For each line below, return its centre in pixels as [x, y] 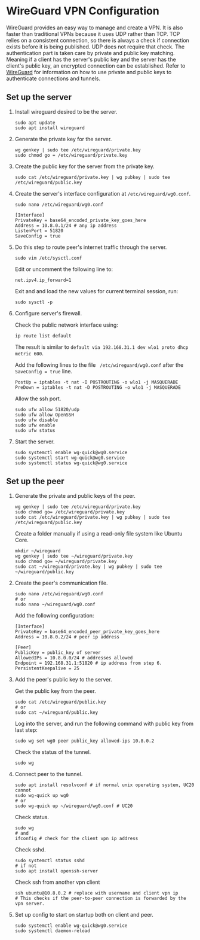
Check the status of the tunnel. [53, 752]
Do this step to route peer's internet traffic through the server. [91, 247]
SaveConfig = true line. [44, 371]
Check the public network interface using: [66, 325]
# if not [26, 866]
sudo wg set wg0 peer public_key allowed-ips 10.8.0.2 [84, 741]
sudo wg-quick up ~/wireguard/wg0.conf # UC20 [74, 806]
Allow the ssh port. [38, 398]
